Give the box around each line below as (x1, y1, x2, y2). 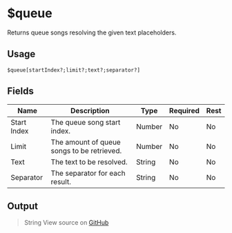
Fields (7, 85, 35, 97)
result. (50, 176, 71, 186)
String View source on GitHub (23, 219, 109, 227)
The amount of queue (50, 137, 121, 147)
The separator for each (50, 168, 126, 178)
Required (168, 105, 200, 115)
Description (70, 105, 110, 115)
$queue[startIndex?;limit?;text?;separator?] (7, 66, 140, 74)
